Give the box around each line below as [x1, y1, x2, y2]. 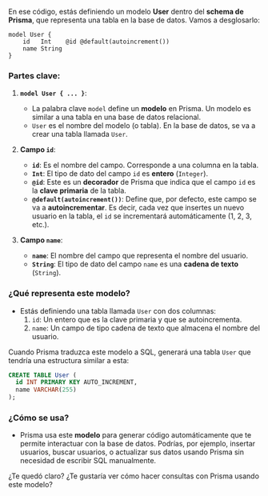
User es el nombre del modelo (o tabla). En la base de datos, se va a [31, 121, 256, 130]
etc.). [31, 220, 50, 230]
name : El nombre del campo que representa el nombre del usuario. [31, 251, 249, 261]
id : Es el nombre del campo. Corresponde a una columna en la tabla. [31, 160, 259, 170]
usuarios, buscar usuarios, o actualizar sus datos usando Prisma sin [19, 447, 244, 457]
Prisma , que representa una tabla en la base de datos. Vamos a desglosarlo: [8, 15, 260, 25]
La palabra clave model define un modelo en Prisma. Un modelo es [31, 104, 252, 114]
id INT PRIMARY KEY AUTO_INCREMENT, [15, 378, 138, 386]
